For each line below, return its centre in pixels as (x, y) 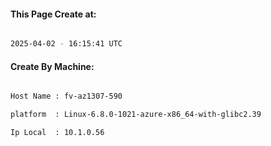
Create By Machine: (52, 66)
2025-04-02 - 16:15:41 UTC (66, 44)
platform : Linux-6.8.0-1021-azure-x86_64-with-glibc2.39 (136, 115)
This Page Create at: (53, 14)
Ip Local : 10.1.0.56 (57, 133)
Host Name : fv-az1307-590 (66, 96)
